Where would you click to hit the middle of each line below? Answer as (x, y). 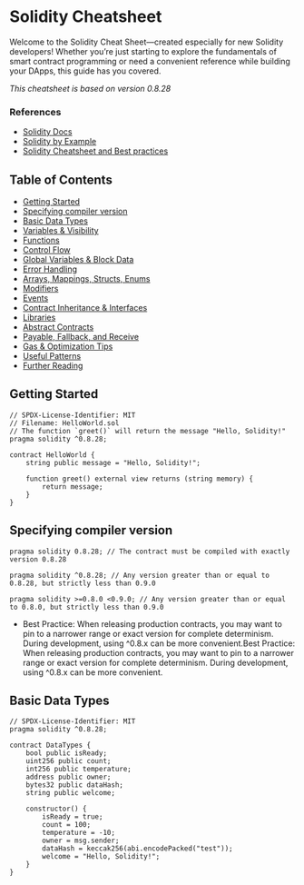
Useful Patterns (52, 356)
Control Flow (46, 250)
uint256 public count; (69, 761)
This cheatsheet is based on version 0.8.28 (90, 88)
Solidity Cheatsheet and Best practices (95, 151)
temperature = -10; (79, 833)
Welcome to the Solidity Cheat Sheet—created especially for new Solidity (147, 42)
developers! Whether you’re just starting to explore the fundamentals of (143, 51)
